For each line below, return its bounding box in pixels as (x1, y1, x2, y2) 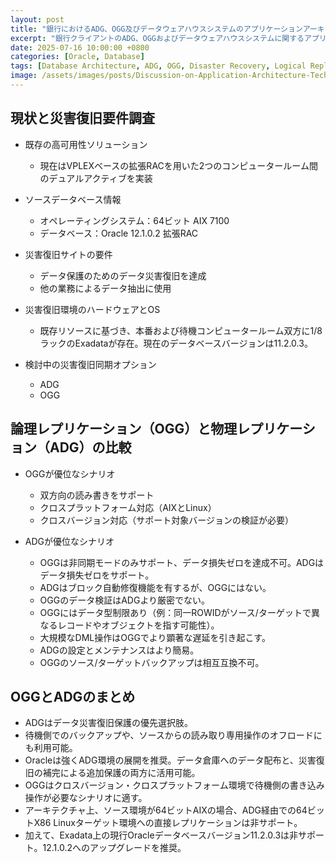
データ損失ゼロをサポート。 (39, 569, 155, 581)
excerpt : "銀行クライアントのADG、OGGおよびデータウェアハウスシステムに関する (10, 33, 305, 43)
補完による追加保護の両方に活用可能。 (42, 767, 201, 779)
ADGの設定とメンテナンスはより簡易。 (39, 644, 200, 656)
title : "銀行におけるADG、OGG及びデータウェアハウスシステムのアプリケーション (10, 24, 303, 34)
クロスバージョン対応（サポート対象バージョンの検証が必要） (39, 514, 295, 526)
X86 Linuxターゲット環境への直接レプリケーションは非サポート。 (33, 817, 303, 829)
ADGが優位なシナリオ (24, 535, 115, 547)
